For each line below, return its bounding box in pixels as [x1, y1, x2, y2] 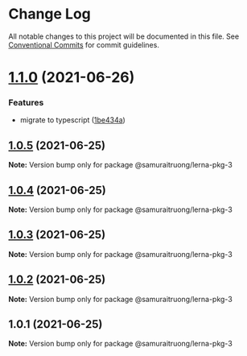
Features [8, 97, 44, 109]
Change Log [8, 5, 91, 23]
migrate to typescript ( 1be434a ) [19, 115, 126, 125]
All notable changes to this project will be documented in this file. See [8, 31, 240, 41]
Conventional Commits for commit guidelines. [8, 39, 159, 49]
